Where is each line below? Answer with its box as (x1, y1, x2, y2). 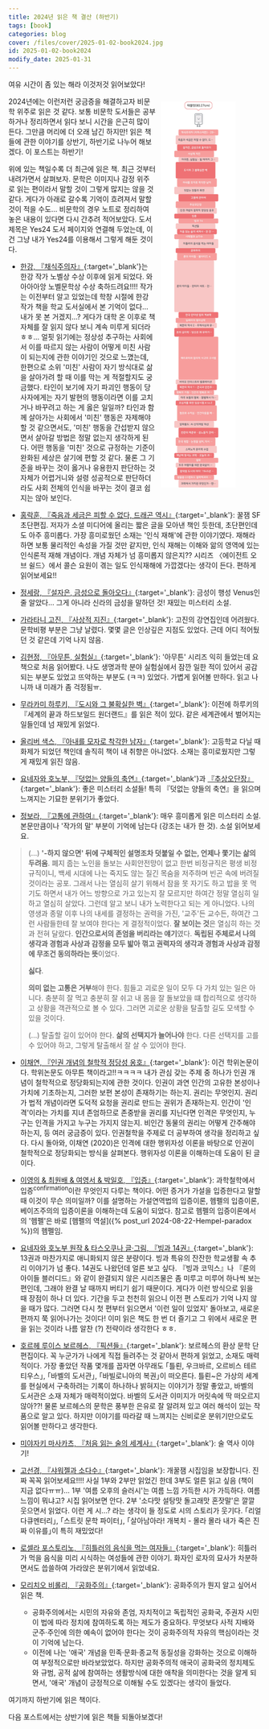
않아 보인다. (35, 493, 72, 502)
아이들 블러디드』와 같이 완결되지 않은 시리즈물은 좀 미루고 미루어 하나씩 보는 (19, 1273, 261, 1283)
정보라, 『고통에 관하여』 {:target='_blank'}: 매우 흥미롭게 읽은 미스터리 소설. (19, 811, 261, 820)
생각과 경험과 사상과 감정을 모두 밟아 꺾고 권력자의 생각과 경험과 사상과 (27, 939, 247, 948)
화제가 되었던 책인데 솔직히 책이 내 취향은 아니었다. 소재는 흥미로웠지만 (19, 747, 241, 756)
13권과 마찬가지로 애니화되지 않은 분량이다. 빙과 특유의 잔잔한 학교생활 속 (19, 1252, 248, 1263)
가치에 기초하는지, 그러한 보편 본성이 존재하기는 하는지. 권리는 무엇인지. (19, 1087, 243, 1097)
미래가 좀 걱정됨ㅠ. (43, 683, 102, 691)
